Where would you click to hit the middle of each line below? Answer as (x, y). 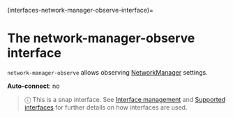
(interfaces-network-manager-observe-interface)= (80, 10)
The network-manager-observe (101, 38)
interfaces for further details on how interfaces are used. (106, 107)
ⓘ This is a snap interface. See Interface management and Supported (125, 99)
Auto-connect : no (33, 86)
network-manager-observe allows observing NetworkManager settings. (107, 72)
